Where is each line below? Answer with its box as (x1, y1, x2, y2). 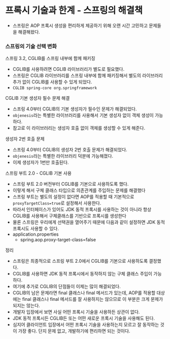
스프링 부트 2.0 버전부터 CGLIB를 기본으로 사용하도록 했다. (12, 181, 129, 187)
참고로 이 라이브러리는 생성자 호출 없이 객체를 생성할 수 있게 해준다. (12, 125, 146, 131)
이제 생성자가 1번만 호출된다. (12, 159, 69, 165)
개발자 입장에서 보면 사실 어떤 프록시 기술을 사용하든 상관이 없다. (12, 309, 140, 315)
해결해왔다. (18, 29, 41, 35)
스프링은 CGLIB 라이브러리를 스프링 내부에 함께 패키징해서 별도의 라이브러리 (12, 72, 163, 79)
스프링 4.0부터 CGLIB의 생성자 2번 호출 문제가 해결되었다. (12, 147, 128, 153)
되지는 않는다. (12, 302, 41, 308)
